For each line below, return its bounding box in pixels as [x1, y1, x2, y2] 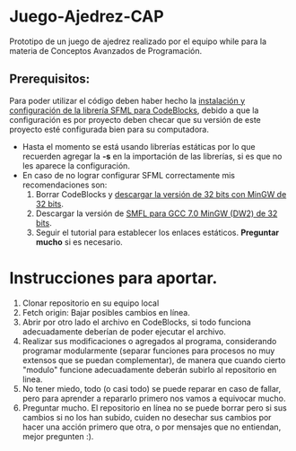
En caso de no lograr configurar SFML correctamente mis [22, 169, 236, 180]
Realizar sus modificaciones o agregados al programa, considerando [22, 335, 277, 346]
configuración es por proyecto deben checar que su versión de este [9, 114, 262, 125]
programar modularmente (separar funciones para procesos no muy [22, 345, 275, 356]
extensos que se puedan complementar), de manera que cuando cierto [22, 354, 286, 365]
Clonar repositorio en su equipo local [22, 298, 160, 308]
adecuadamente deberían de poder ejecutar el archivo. [22, 325, 226, 337]
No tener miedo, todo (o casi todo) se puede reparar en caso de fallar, [22, 383, 282, 394]
